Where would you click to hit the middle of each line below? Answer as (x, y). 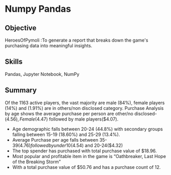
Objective (21, 28)
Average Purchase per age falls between (55, 140)
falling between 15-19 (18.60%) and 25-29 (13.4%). (66, 134)
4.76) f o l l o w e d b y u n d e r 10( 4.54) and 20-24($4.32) (71, 145)
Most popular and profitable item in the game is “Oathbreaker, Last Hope (89, 156)
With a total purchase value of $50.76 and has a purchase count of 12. (87, 167)
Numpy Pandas (38, 9)
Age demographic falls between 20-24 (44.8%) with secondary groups (87, 129)
